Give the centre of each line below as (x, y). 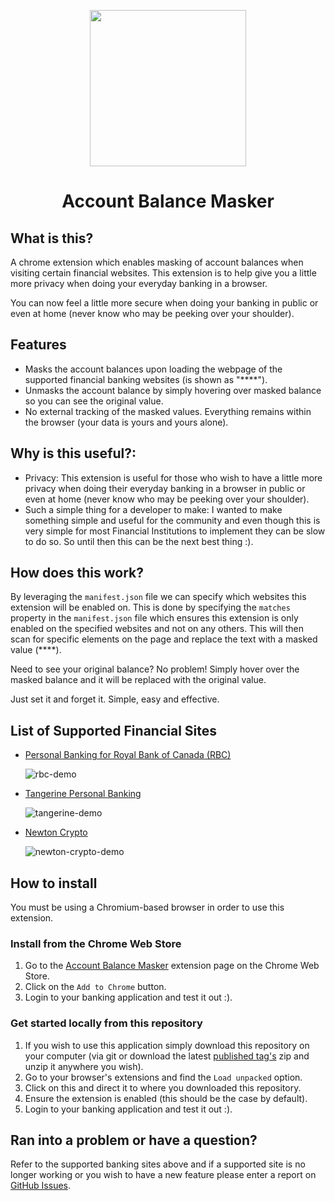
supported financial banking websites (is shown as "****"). (146, 379)
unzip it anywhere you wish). (84, 1066)
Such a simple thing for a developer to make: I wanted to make (153, 509)
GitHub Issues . (41, 1186)
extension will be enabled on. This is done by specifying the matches (150, 607)
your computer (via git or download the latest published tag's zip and (167, 1056)
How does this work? (77, 573)
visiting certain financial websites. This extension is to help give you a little (163, 273)
